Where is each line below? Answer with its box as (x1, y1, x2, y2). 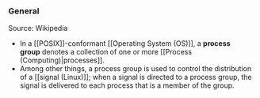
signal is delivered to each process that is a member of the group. (19, 81, 235, 90)
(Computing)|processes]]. (19, 55, 105, 65)
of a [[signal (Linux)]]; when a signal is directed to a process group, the (19, 73, 252, 82)
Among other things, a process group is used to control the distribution (19, 64, 252, 73)
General (8, 6, 40, 17)
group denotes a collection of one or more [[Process (19, 47, 193, 57)
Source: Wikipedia (8, 24, 68, 33)
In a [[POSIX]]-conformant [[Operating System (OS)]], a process (19, 39, 231, 48)
